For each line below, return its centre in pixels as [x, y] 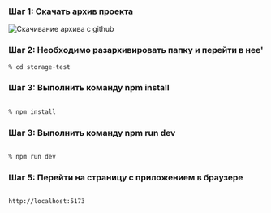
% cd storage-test [39, 67]
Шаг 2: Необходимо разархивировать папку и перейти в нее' [136, 50]
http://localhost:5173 [47, 202]
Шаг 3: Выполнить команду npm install [89, 88]
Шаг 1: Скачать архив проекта [71, 11]
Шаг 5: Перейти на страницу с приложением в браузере [126, 177]
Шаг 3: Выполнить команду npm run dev [92, 133]
